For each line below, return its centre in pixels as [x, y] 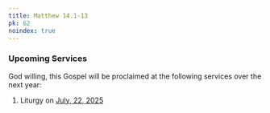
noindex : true [32, 30]
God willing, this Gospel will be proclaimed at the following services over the [135, 76]
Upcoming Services [48, 59]
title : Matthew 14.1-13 [48, 16]
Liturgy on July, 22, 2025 [62, 100]
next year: [25, 84]
